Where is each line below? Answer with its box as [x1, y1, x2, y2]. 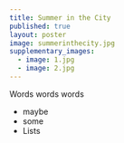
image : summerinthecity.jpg [9, 38, 116, 48]
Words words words [9, 88, 84, 100]
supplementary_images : [9, 47, 95, 56]
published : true [9, 22, 71, 31]
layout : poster [9, 30, 67, 39]
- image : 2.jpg [17, 64, 75, 73]
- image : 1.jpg [17, 55, 75, 64]
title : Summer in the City [9, 13, 111, 23]
